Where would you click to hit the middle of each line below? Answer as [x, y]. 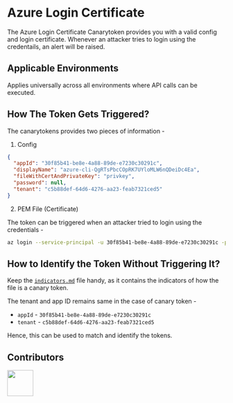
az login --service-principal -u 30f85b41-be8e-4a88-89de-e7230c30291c [113, 242]
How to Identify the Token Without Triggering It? [114, 263]
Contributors [36, 357]
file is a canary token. [38, 288]
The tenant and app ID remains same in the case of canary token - [102, 301]
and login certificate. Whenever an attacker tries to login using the [102, 39]
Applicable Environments [63, 68]
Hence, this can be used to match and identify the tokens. [90, 335]
